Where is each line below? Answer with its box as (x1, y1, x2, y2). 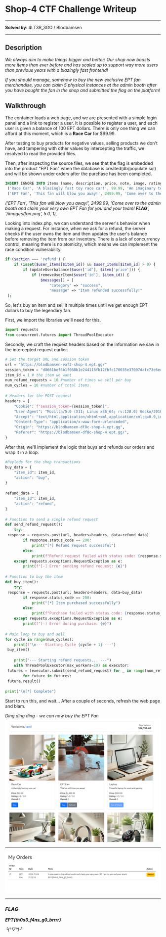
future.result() (7, 679, 41, 684)
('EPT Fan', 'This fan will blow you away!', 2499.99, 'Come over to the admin (5, 200, 161, 206)
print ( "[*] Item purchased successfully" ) (31, 600, 121, 606)
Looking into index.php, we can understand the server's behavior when (5, 220, 151, 226)
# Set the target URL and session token (5, 357, 90, 362)
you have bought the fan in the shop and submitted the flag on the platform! (5, 87, 161, 93)
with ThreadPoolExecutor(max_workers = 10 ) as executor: (14, 663, 129, 668)
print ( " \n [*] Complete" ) (5, 689, 56, 694)
